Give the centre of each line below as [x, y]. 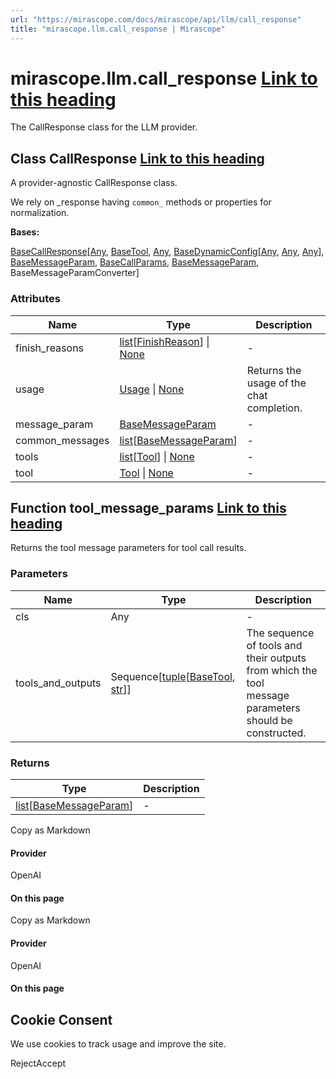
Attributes [35, 299]
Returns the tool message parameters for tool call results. [128, 548]
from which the [282, 670]
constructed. [276, 733]
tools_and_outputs [58, 683]
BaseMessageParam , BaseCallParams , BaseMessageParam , [134, 262]
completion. [274, 408]
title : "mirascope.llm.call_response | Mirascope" [118, 29]
